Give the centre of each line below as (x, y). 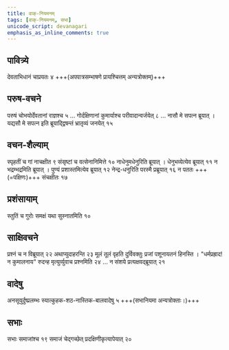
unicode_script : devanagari (47, 26)
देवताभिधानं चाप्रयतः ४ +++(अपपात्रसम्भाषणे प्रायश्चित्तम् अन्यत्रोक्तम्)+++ (87, 77)
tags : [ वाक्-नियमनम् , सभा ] (39, 20)
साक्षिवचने (23, 237)
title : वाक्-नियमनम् (31, 13)
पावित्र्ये (18, 60)
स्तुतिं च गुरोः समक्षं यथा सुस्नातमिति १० (49, 215)
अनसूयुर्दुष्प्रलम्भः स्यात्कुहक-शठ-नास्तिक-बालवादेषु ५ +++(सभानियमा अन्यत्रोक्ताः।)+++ (103, 301)
